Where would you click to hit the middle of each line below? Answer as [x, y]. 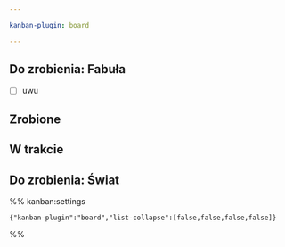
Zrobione [35, 119]
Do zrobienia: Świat [65, 180]
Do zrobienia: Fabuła [68, 69]
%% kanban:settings [48, 202]
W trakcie [37, 149]
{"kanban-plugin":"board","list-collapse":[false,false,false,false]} [143, 218]
